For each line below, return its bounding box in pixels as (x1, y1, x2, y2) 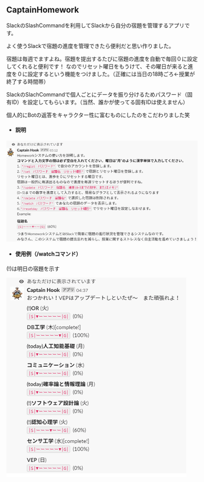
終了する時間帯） (6, 78, 49, 85)
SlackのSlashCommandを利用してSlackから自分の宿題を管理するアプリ (6, 21, 185, 29)
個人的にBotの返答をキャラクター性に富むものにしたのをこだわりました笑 (6, 111, 190, 118)
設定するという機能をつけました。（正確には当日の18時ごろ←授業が (27, 70, 195, 78)
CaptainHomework (6, 5, 80, 15)
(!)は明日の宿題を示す (6, 265, 60, 272)
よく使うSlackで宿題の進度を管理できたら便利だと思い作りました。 (6, 42, 174, 49)
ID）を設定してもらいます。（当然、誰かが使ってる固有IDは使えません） (11, 98, 189, 106)
